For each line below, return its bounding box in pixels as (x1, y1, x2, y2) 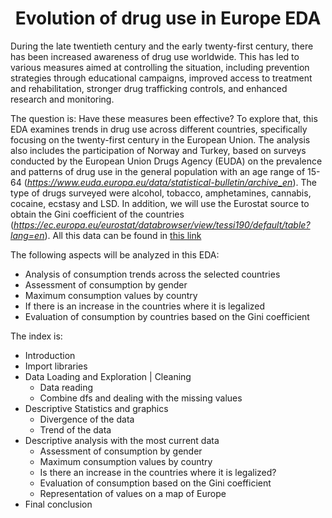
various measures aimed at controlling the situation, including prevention (10, 61, 310, 73)
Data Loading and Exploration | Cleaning (24, 370, 192, 382)
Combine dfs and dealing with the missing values (39, 392, 243, 404)
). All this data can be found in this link (44, 229, 202, 241)
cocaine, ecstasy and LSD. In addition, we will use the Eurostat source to (10, 197, 310, 209)
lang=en (10, 229, 45, 241)
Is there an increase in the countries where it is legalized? (39, 466, 277, 478)
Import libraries (24, 360, 88, 372)
